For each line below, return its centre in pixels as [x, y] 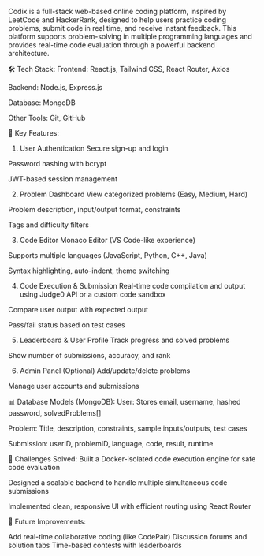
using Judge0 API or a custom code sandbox [93, 294]
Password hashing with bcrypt [58, 164]
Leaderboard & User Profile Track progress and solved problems [125, 340]
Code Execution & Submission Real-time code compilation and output [132, 286]
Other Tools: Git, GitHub [47, 118]
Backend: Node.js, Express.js [56, 87]
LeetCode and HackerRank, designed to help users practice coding [117, 20]
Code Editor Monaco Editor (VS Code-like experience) [107, 240]
